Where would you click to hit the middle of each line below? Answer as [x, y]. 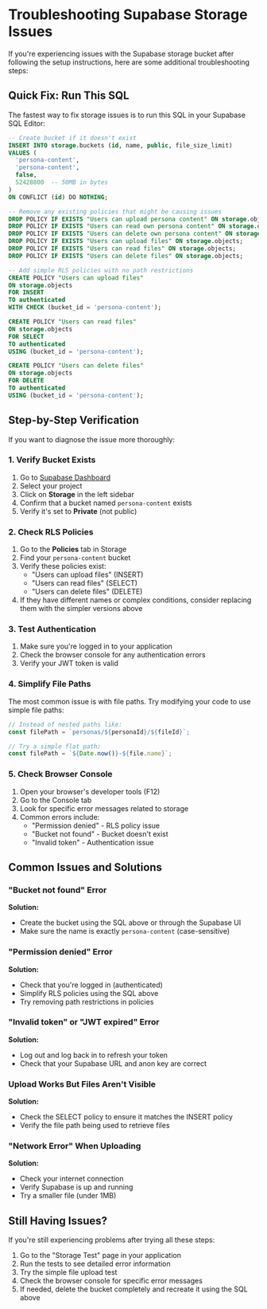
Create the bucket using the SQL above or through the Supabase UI [130, 923]
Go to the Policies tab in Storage [73, 549]
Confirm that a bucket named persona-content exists [106, 503]
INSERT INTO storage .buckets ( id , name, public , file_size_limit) [120, 145]
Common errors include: [60, 817]
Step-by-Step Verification [74, 420]
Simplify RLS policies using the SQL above [89, 993]
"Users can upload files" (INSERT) [87, 574]
